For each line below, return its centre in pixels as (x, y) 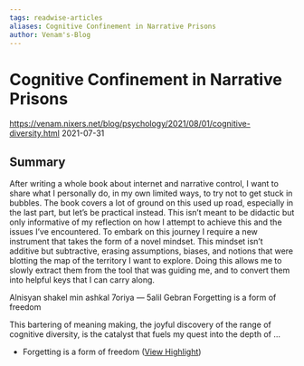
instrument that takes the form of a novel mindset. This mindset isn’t (137, 242)
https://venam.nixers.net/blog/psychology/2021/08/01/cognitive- (130, 124)
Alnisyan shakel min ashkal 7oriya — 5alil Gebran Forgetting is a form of (143, 298)
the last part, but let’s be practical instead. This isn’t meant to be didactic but (152, 213)
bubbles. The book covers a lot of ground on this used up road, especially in (152, 203)
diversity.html (35, 133)
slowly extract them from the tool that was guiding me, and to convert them (150, 270)
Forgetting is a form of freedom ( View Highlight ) (112, 352)
